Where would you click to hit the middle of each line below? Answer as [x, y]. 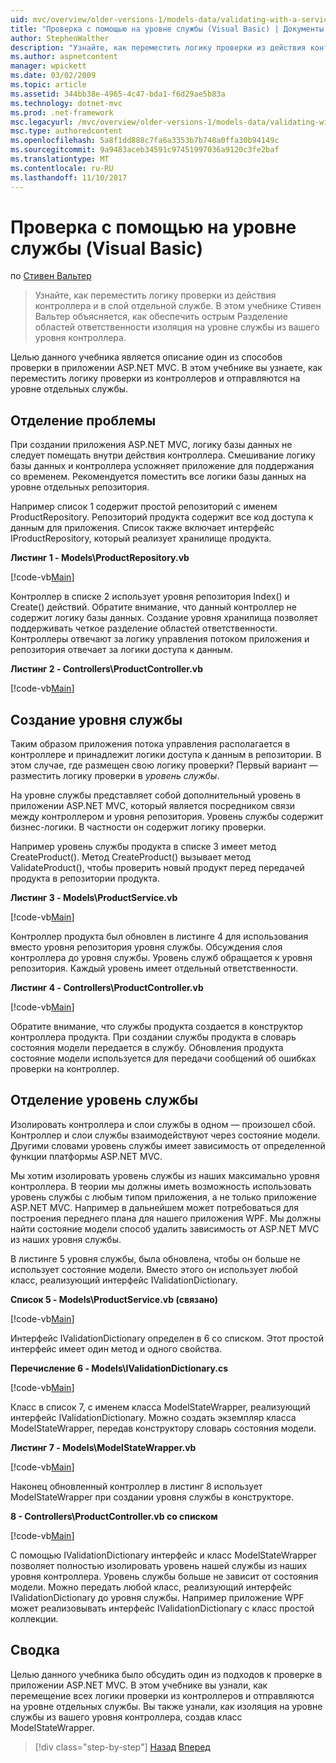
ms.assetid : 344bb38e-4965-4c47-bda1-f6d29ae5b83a [118, 94]
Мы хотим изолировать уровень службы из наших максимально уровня [165, 1175]
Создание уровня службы [96, 719]
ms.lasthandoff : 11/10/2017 [69, 177]
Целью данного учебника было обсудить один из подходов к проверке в [166, 1674]
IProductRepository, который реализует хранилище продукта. [141, 538]
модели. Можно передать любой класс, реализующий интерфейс [151, 1587]
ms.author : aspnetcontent [64, 57]
